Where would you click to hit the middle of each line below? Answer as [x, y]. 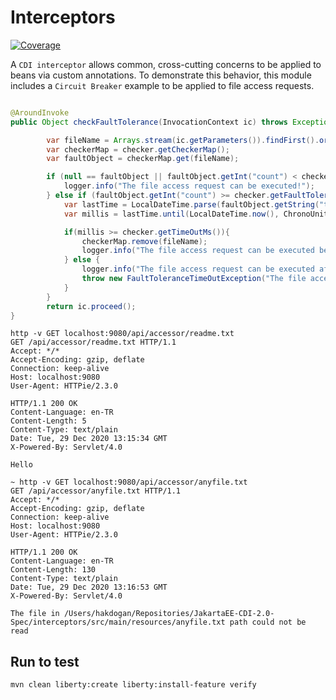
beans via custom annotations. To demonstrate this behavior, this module [161, 75]
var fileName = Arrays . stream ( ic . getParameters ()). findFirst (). [183, 140]
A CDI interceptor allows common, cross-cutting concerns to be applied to [166, 64]
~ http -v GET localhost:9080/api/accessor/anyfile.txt [129, 482]
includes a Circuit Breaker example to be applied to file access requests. [162, 85]
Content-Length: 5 [48, 421]
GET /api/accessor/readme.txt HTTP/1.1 [93, 342]
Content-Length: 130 [53, 570]
